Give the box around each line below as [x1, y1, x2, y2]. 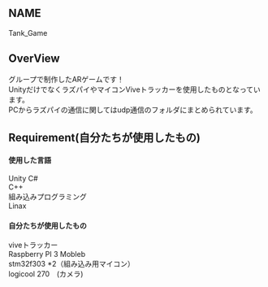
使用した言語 [8, 154, 51, 165]
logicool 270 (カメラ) [8, 269, 84, 279]
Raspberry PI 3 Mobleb [8, 250, 86, 259]
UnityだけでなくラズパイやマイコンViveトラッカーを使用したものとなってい [8, 85, 262, 94]
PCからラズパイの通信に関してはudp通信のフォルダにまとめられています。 [8, 105, 257, 115]
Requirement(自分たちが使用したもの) [8, 131, 201, 145]
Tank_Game [8, 28, 48, 37]
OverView [8, 52, 60, 66]
